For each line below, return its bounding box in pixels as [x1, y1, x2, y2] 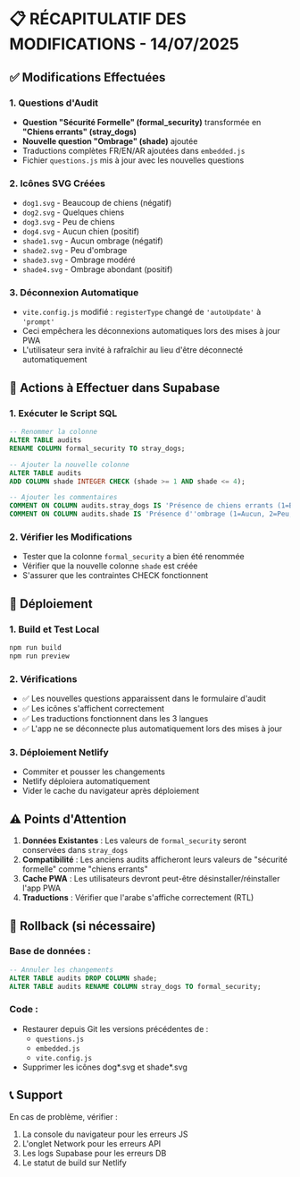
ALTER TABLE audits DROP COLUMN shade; [9, 974, 158, 983]
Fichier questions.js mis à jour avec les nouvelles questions [21, 155, 245, 166]
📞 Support [9, 1087, 63, 1103]
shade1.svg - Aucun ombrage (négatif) [21, 235, 163, 246]
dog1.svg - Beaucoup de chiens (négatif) [21, 198, 172, 209]
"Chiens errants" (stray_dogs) [21, 126, 137, 137]
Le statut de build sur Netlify [21, 1157, 127, 1168]
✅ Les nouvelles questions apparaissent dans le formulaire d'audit [21, 693, 266, 704]
